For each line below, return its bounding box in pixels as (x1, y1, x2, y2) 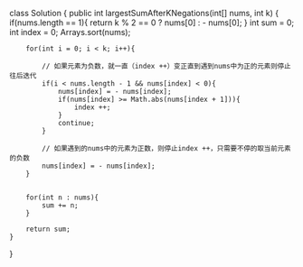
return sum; (25, 225, 71, 234)
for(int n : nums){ (25, 193, 99, 202)
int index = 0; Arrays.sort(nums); (9, 27, 131, 37)
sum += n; (42, 201, 79, 210)
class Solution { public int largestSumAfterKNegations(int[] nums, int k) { (9, 8, 279, 18)
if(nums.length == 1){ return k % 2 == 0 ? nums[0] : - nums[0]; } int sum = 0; (9, 17, 295, 28)
